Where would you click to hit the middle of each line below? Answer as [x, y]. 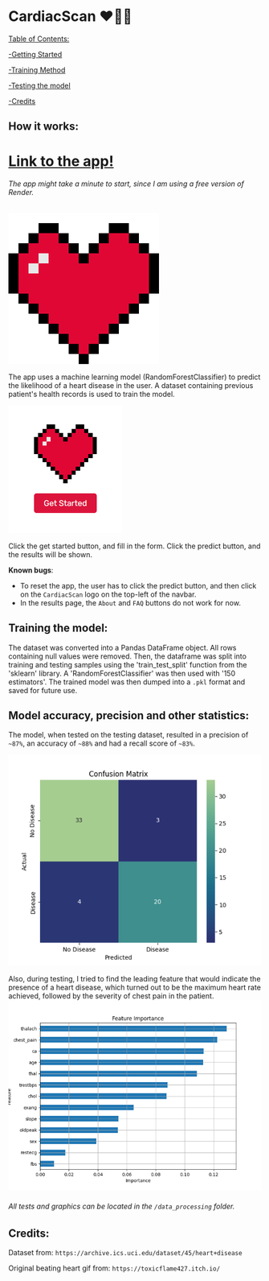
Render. [21, 192]
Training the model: [58, 628]
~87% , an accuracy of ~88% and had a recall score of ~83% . [102, 743]
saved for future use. [43, 690]
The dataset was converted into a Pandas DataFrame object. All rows [122, 647]
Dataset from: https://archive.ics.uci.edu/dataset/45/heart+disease [125, 1252]
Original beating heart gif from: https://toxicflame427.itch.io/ [114, 1268]
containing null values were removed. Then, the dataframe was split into [128, 656]
